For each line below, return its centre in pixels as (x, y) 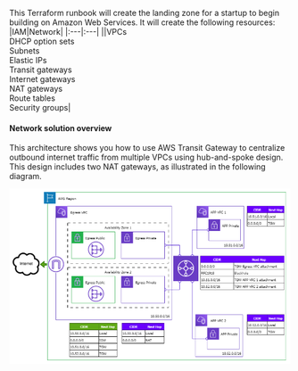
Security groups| (40, 107)
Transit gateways (41, 70)
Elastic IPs (28, 60)
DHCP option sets (42, 41)
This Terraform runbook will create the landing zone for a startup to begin (144, 13)
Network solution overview (61, 128)
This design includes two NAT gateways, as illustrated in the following (137, 167)
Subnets (25, 51)
